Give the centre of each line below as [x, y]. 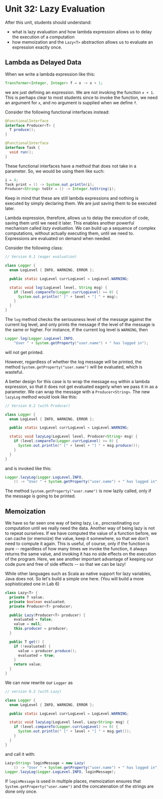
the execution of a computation [43, 37]
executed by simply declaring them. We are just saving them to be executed [81, 203]
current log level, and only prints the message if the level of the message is [80, 324]
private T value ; [27, 597]
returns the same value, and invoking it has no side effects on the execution [81, 554]
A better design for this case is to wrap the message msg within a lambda [77, 381]
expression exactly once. [37, 47]
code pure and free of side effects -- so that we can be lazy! [65, 564]
